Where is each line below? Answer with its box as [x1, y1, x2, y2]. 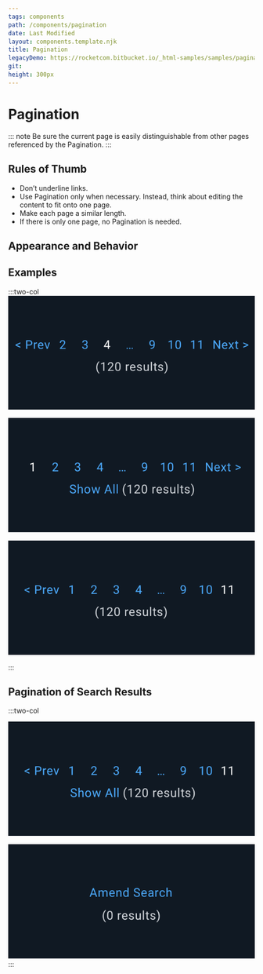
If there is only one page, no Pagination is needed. [19, 217, 182, 226]
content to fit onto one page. [19, 200, 112, 210]
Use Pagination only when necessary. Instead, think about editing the [19, 192, 243, 201]
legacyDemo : [8, 54, 47, 62]
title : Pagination [8, 46, 68, 54]
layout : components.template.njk [8, 38, 117, 46]
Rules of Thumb [8, 162, 88, 176]
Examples [8, 266, 57, 279]
